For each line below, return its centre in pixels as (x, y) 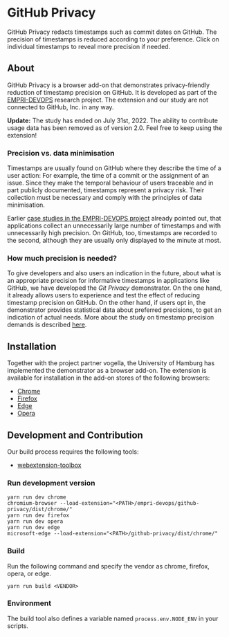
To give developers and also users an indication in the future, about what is (114, 273)
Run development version (51, 483)
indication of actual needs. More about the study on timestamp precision (111, 317)
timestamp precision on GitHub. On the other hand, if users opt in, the (107, 303)
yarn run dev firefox (38, 516)
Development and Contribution (75, 435)
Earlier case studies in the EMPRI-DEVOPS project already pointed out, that (114, 219)
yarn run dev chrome (37, 497)
